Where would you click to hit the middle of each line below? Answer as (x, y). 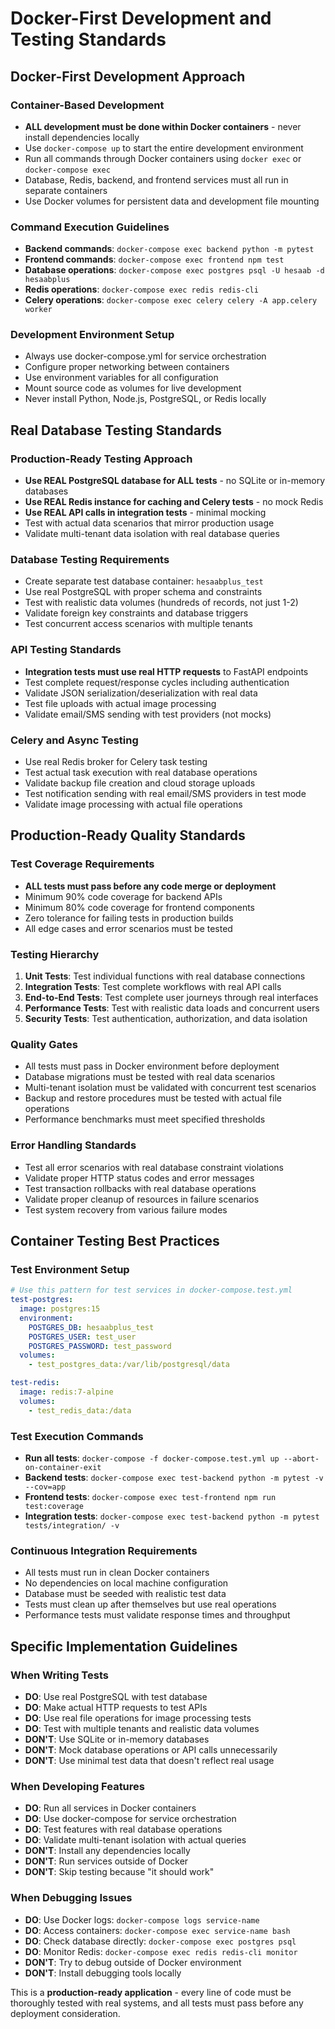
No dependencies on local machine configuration (126, 1583)
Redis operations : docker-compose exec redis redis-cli (141, 289)
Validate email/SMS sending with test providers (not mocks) (148, 714)
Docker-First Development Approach (128, 76)
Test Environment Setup (70, 1269)
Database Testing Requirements (90, 560)
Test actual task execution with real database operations (141, 773)
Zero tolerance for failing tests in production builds (129, 918)
